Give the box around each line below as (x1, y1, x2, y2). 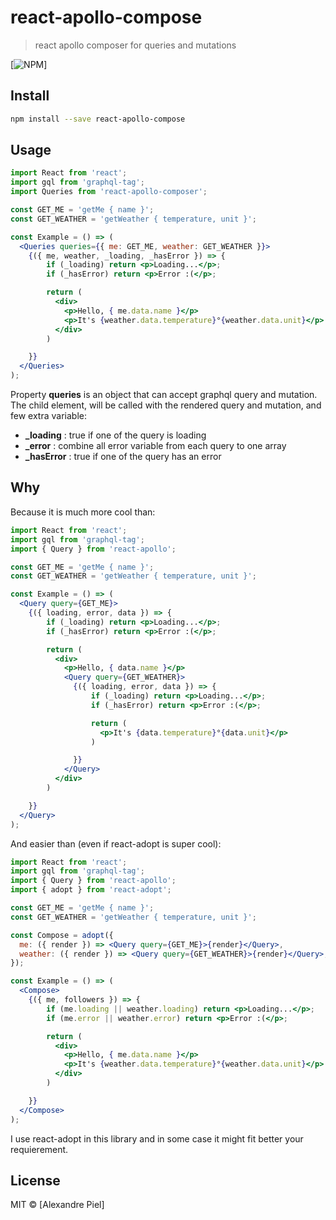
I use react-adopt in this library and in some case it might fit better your (10, 1132, 304, 1145)
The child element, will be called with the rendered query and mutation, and (10, 399, 322, 411)
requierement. (10, 1143, 69, 1155)
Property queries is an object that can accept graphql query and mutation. (10, 389, 318, 401)
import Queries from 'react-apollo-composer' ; (10, 187, 208, 197)
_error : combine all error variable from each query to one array (24, 440, 287, 452)
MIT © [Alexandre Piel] (10, 1199, 105, 1211)
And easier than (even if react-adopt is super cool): (10, 837, 222, 850)
